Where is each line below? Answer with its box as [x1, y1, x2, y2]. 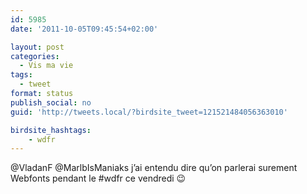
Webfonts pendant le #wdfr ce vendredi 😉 [10, 172, 187, 185]
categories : [10, 51, 60, 61]
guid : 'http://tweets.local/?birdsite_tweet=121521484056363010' [10, 107, 288, 117]
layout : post [10, 42, 65, 52]
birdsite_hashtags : [10, 125, 92, 135]
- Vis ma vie [19, 61, 74, 71]
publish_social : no [10, 97, 92, 108]
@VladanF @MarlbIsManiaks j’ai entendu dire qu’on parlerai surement [10, 162, 298, 174]
